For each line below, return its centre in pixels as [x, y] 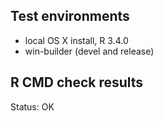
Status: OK [32, 106]
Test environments [70, 16]
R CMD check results [77, 82]
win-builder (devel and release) [89, 51]
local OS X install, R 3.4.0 [76, 40]
